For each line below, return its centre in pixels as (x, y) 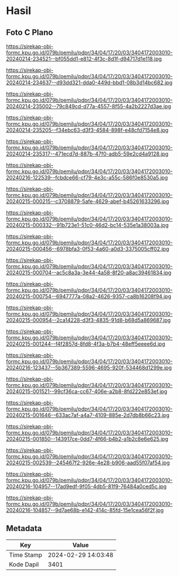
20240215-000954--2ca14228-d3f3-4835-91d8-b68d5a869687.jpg (88, 320)
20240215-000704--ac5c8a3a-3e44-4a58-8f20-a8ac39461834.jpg (89, 273)
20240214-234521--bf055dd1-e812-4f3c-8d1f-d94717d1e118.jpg (84, 59)
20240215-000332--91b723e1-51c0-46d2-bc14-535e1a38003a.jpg (87, 225)
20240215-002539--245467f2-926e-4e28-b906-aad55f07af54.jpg (88, 463)
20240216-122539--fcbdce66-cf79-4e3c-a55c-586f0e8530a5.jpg (87, 177)
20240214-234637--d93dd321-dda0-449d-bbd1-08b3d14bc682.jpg (89, 82)
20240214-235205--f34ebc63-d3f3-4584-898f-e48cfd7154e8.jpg (87, 130)
